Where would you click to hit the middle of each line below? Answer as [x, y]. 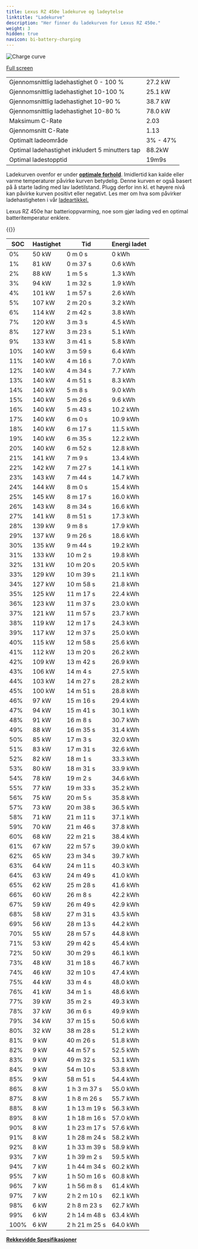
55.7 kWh [125, 1098]
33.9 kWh [125, 768]
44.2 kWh [125, 924]
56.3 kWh [125, 1108]
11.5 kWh [125, 429]
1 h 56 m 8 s [84, 1186]
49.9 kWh [125, 1011]
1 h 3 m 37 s [84, 1089]
